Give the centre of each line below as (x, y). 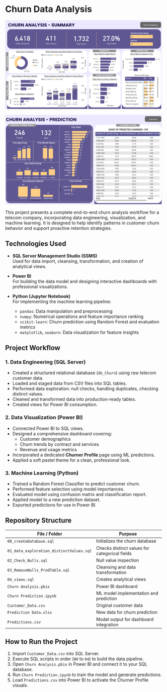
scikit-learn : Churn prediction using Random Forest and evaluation (89, 321)
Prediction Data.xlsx (30, 613)
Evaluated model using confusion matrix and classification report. (80, 494)
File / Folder (50, 534)
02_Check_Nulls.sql (27, 561)
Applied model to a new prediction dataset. (56, 499)
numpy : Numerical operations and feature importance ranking (82, 316)
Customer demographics (45, 439)
